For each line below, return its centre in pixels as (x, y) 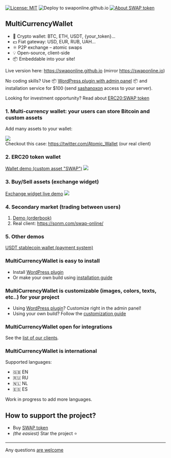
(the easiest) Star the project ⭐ (45, 434)
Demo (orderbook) (32, 218)
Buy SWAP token (30, 428)
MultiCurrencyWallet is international (51, 351)
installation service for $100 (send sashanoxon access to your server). (79, 88)
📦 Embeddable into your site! (44, 59)
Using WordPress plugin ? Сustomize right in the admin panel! (77, 308)
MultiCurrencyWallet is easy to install (53, 261)
